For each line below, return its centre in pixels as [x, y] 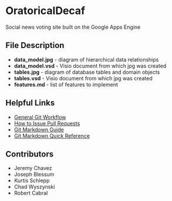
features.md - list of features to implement [66, 84]
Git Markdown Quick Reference [52, 135]
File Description [35, 45]
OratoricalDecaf [45, 11]
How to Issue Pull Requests [47, 123]
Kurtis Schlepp [32, 180]
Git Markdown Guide [39, 130]
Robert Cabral [31, 193]
